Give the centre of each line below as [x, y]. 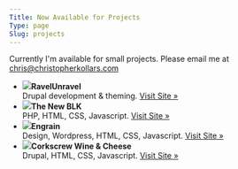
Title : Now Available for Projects [75, 17]
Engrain [46, 127]
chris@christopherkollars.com [64, 68]
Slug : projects [37, 34]
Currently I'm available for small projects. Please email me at [119, 59]
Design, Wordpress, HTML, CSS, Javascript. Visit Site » [123, 136]
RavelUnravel [56, 87]
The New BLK [56, 106]
